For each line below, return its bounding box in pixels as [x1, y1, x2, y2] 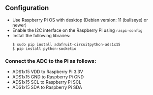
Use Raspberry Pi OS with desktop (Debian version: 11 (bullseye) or [12, 17, 149, 23]
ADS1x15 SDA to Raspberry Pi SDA [12, 84, 82, 90]
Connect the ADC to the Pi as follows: [5, 57, 96, 64]
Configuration [5, 4, 49, 12]
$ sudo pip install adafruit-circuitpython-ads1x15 [12, 42, 121, 47]
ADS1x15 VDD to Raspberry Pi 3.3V [12, 69, 84, 75]
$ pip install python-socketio [12, 46, 77, 51]
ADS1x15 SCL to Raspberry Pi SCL [12, 79, 82, 85]
